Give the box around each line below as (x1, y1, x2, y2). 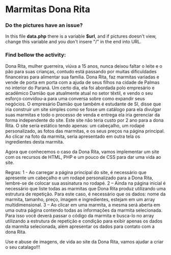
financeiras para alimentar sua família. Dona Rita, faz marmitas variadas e (5, 74, 159, 80)
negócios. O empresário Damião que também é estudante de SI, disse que (5, 101, 161, 107)
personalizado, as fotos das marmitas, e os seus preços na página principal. (5, 128, 165, 134)
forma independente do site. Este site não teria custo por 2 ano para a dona (5, 117, 164, 123)
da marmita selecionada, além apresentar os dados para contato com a (5, 223, 155, 230)
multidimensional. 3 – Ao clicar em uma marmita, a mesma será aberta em (5, 202, 160, 208)
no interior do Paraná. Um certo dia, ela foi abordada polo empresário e (5, 84, 155, 91)
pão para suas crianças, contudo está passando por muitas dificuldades (5, 68, 157, 74)
